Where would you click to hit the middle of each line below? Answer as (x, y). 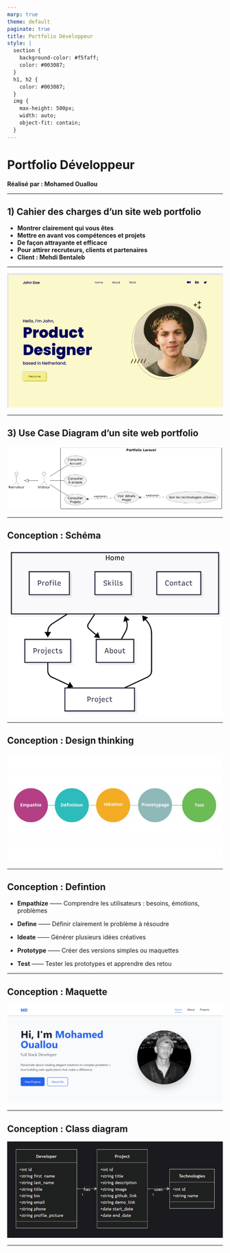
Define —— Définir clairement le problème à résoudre (93, 924)
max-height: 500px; (47, 109)
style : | (20, 44)
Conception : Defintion (56, 887)
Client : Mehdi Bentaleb (51, 258)
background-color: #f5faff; (59, 58)
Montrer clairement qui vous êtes (65, 228)
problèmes (32, 910)
